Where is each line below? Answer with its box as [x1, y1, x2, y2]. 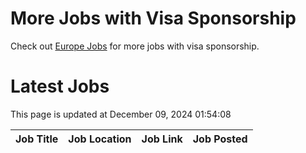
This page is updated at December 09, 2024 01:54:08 [10, 108, 232, 120]
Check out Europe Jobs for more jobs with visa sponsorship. [10, 40, 260, 52]
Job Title [15, 132, 59, 146]
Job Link [141, 132, 183, 146]
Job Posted [192, 132, 248, 146]
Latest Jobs [10, 75, 110, 98]
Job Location [68, 132, 132, 146]
